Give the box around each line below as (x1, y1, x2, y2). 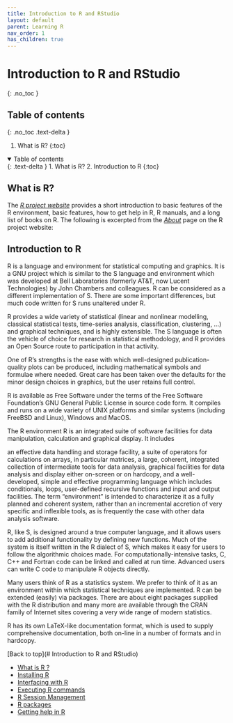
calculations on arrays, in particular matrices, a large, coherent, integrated (7, 455, 220, 463)
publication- (175, 355, 210, 364)
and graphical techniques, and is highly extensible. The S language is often (7, 327, 223, 335)
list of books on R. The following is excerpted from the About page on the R (7, 215, 223, 224)
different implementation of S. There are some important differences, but (7, 291, 216, 300)
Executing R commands (17, 685, 86, 694)
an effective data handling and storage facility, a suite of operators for (7, 447, 207, 456)
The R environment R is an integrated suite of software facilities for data (7, 426, 214, 435)
